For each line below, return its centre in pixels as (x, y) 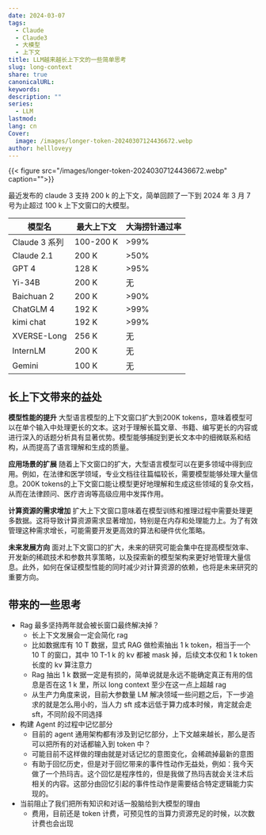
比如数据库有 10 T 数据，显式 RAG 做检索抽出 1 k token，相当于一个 (141, 645)
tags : (17, 23)
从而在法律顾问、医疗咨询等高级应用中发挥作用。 (88, 494)
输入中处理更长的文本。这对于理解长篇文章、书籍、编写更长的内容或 (146, 427)
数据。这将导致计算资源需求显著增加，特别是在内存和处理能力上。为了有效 (136, 521)
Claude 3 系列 (38, 243)
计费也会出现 (52, 823)
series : (21, 104)
